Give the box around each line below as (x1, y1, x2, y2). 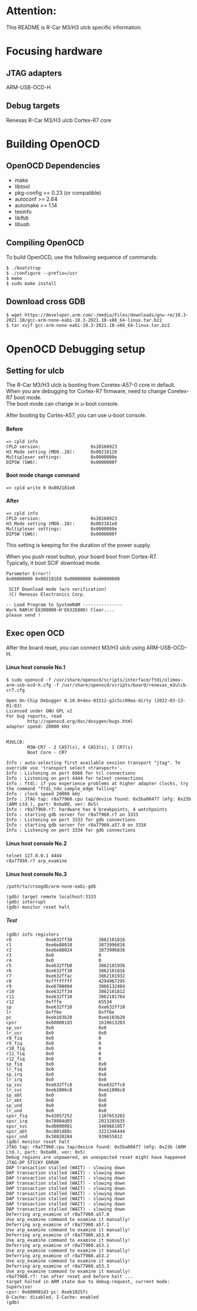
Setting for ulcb (6, 365, 65, 375)
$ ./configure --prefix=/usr (6, 270, 78, 276)
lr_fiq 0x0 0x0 (6, 1066, 107, 1072)
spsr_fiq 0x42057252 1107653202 (6, 1113, 126, 1119)
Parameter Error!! (6, 570, 51, 577)
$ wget (6, 312, 22, 318)
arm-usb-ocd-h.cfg (6, 682, 51, 688)
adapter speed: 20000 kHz (6, 724, 70, 730)
